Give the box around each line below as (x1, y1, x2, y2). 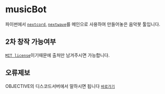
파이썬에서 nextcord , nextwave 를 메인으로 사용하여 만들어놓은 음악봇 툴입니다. (5, 21, 161, 27)
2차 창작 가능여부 (5, 37, 56, 46)
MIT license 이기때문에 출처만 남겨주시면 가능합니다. (5, 52, 110, 58)
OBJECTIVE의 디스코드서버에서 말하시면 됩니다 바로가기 (5, 83, 115, 89)
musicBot (5, 4, 47, 15)
